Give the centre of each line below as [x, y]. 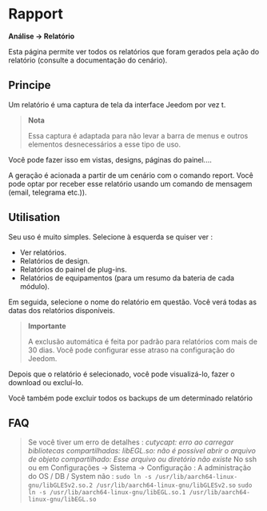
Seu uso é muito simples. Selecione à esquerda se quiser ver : [111, 236]
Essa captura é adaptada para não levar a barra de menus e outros [138, 135]
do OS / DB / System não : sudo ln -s [90, 477]
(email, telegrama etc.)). [48, 192]
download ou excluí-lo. [46, 382]
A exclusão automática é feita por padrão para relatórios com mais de [143, 341]
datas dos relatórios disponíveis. [62, 310]
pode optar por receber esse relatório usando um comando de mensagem [130, 183]
